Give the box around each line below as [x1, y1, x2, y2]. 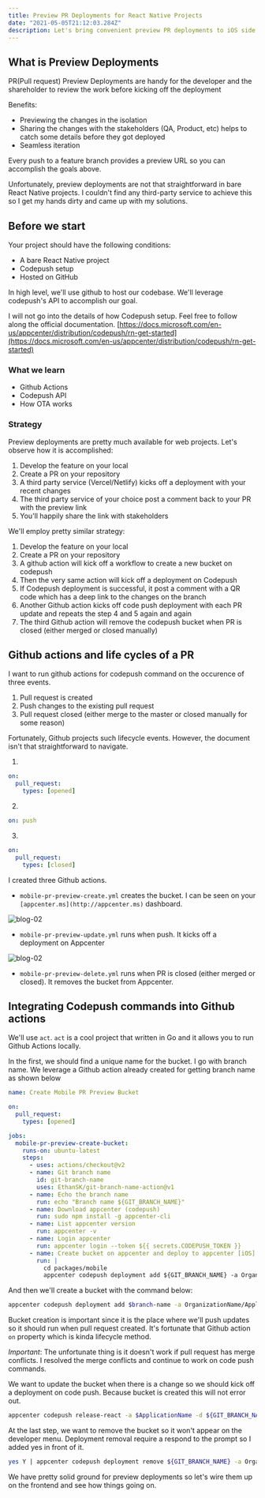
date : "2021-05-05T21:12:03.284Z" [8, 19, 122, 27]
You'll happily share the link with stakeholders [19, 511, 169, 520]
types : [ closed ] [22, 861, 77, 869]
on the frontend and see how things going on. [8, 1480, 157, 1489]
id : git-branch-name [36, 1176, 104, 1185]
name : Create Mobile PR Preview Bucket [8, 1089, 140, 1097]
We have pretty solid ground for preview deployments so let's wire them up [8, 1472, 253, 1481]
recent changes [19, 486, 71, 495]
